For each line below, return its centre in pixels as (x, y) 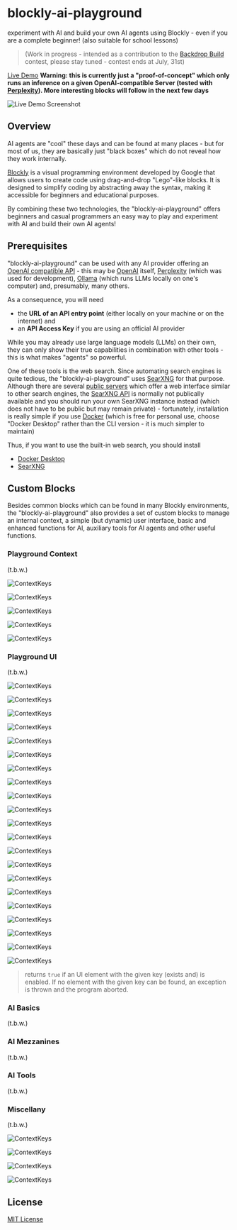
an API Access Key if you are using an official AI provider (101, 328)
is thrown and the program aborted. (76, 989)
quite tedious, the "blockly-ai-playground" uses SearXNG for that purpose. (116, 378)
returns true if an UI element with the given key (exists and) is (115, 974)
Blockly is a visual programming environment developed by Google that (111, 172)
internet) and (36, 321)
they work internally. (37, 158)
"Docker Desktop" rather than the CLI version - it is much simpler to (106, 423)
